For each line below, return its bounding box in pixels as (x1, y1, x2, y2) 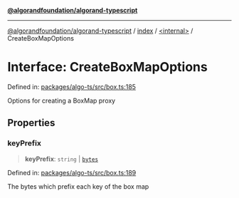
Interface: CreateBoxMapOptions (7, 59, 208, 75)
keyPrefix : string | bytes (24, 155, 98, 163)
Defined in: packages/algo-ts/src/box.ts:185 (7, 82, 137, 91)
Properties (7, 117, 55, 129)
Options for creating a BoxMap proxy (7, 96, 116, 105)
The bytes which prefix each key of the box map (7, 182, 149, 191)
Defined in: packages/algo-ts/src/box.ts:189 (7, 168, 137, 177)
